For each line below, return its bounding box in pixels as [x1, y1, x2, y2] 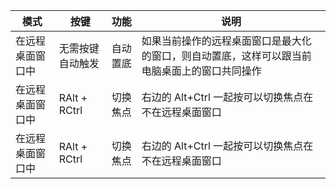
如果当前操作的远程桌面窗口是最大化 [141, 34, 312, 48]
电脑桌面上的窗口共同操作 [141, 64, 262, 78]
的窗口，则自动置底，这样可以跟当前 [141, 49, 312, 63]
